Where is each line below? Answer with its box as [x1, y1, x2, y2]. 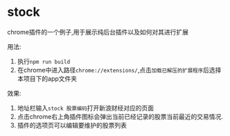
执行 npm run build [17, 57, 71, 66]
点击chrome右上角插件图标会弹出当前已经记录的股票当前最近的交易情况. [17, 112, 223, 121]
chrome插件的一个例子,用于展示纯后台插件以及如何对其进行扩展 [7, 28, 189, 36]
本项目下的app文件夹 [17, 74, 78, 83]
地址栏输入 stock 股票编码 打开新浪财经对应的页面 [17, 104, 154, 112]
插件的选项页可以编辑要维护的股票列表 [17, 121, 127, 129]
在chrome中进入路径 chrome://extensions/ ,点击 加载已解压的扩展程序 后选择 [17, 66, 222, 74]
